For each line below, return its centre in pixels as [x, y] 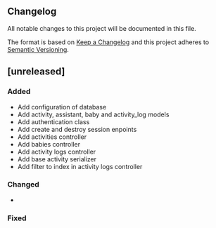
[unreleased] [36, 72]
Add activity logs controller [57, 152]
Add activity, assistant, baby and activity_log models [93, 114]
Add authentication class [53, 121]
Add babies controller [49, 144]
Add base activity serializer [57, 159]
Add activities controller [52, 137]
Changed [24, 185]
